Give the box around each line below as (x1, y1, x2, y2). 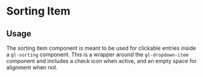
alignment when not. (6, 64, 58, 71)
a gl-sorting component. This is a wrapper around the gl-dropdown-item (6, 51, 189, 58)
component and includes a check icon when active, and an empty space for (6, 58, 197, 64)
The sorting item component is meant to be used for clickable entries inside (6, 44, 196, 52)
